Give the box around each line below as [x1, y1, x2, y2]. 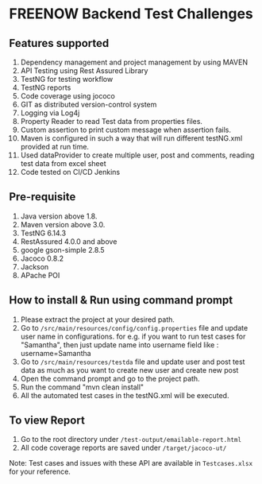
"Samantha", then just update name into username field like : [20, 339, 219, 350]
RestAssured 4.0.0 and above [20, 236, 118, 246]
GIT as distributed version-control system [20, 100, 157, 109]
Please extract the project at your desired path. [20, 315, 175, 324]
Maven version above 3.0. [20, 219, 106, 229]
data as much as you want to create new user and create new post [20, 365, 239, 374]
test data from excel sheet [20, 159, 106, 168]
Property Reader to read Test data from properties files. [20, 117, 203, 126]
